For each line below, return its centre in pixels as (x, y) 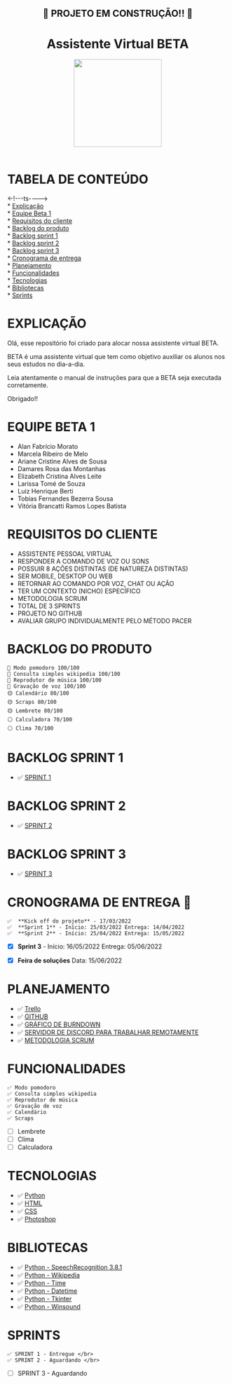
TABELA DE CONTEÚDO (78, 179)
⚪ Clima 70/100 (30, 728)
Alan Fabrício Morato (48, 447)
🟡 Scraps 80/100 (32, 703)
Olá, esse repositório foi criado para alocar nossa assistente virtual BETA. (113, 343)
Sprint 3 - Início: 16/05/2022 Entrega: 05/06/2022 (90, 946)
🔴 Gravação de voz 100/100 (47, 686)
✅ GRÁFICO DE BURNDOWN (59, 1024)
